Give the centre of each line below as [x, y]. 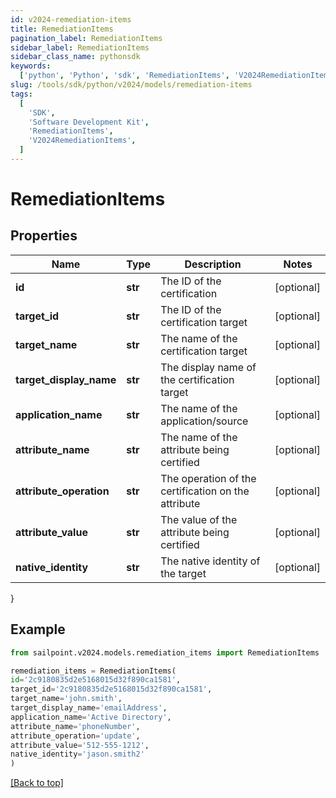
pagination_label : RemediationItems [86, 38]
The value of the [199, 519]
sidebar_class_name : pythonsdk [75, 57]
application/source [204, 421]
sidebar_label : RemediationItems [80, 47]
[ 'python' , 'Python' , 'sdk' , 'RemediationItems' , [124, 76]
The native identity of [210, 561]
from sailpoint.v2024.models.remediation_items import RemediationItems [165, 652]
